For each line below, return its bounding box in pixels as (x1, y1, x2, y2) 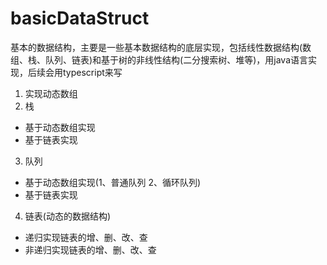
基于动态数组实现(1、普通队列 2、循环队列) (24, 176, 202, 188)
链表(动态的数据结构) (24, 210, 112, 222)
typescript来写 (62, 66, 123, 78)
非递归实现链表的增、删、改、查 (24, 243, 157, 256)
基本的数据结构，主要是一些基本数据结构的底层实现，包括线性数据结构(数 (10, 41, 312, 53)
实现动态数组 (24, 87, 78, 99)
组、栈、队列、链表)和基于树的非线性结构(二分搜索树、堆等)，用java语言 (10, 53, 309, 66)
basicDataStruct (10, 7, 150, 30)
